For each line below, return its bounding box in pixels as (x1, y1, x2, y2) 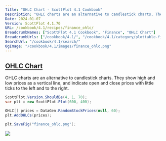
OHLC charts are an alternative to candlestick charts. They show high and (5, 75, 156, 81)
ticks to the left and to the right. (5, 85, 69, 91)
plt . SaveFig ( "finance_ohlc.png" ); (5, 121, 77, 127)
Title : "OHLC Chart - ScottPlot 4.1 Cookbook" (5, 7, 103, 12)
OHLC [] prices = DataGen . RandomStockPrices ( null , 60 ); (5, 109, 121, 113)
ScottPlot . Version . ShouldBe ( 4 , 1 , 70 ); (5, 95, 87, 100)
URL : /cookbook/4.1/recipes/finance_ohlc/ (5, 26, 94, 30)
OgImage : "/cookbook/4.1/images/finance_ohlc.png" (5, 44, 112, 49)
